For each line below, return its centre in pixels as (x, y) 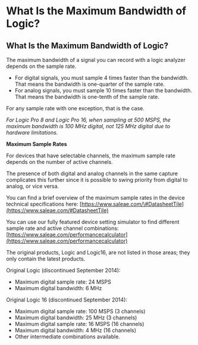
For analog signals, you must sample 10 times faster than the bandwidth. (103, 90)
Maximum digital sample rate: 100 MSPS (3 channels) (80, 311)
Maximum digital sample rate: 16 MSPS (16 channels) (79, 324)
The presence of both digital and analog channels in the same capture (92, 173)
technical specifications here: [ (44, 204)
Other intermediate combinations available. (67, 337)
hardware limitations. (32, 133)
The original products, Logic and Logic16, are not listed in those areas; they (98, 252)
